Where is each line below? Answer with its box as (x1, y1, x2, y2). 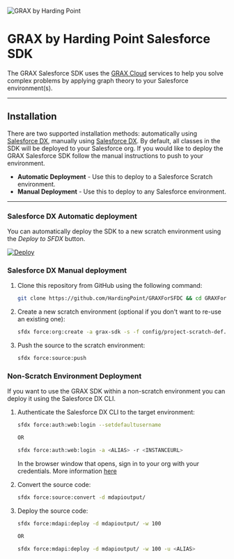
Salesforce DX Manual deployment (7, 266, 127, 275)
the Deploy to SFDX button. (7, 235, 86, 243)
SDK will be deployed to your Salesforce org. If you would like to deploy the (7, 144, 224, 152)
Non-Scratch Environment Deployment (7, 371, 142, 381)
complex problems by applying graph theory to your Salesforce (7, 76, 189, 85)
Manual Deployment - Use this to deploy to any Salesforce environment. (17, 187, 226, 196)
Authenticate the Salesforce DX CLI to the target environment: (17, 408, 195, 416)
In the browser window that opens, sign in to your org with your (17, 459, 200, 467)
